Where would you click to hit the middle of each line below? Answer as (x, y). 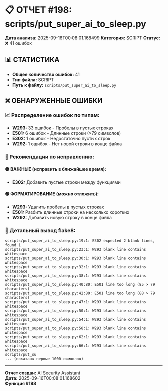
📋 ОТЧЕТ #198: (39, 10)
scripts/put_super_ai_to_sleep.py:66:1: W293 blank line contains (76, 346)
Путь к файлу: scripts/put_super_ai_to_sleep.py (64, 85)
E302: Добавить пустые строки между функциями (66, 182)
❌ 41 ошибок (19, 43)
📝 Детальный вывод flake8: (40, 230)
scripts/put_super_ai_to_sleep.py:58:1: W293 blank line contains (76, 328)
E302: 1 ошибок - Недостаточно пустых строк (61, 139)
